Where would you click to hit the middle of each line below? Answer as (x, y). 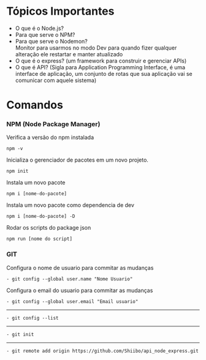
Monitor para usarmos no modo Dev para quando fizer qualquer (96, 48)
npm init (17, 171)
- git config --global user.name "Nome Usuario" (70, 279)
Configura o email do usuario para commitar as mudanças (80, 290)
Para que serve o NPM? (45, 34)
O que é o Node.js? (40, 28)
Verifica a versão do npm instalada (50, 137)
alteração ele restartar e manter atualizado (69, 54)
